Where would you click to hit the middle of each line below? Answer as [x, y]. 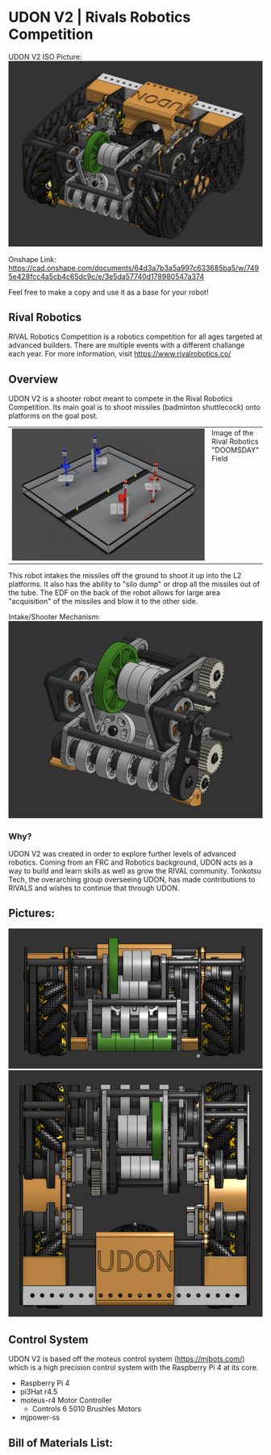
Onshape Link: [32, 259]
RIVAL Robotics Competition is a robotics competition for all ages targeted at [135, 337]
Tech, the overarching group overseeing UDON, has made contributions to [132, 880]
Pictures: [31, 913]
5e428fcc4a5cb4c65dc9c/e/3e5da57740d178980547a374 [106, 276]
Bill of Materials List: [60, 1442]
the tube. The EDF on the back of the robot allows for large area [114, 593]
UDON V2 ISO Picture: [45, 56]
